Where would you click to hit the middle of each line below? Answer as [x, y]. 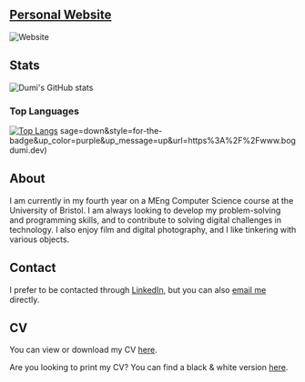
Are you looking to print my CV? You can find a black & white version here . [149, 367]
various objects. [40, 239]
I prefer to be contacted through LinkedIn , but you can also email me [138, 289]
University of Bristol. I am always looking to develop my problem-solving [145, 210]
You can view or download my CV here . [83, 350]
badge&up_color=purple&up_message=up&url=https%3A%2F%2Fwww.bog [152, 140]
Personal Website [61, 15]
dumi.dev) [28, 150]
